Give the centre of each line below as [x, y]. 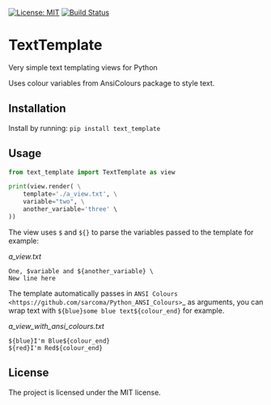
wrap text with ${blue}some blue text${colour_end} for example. [116, 310]
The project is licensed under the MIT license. [85, 392]
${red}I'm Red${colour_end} [56, 348]
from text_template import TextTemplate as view [92, 172]
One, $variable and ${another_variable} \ [81, 271]
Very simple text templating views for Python [83, 67]
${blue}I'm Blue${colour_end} [59, 341]
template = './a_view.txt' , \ [70, 194]
